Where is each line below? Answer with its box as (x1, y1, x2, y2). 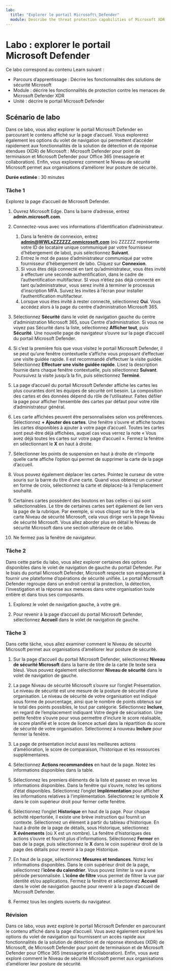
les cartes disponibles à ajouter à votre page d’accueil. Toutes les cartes (13, 425, 164, 431)
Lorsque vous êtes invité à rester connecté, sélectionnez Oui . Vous (20, 299, 161, 305)
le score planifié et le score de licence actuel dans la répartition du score (13, 720, 165, 726)
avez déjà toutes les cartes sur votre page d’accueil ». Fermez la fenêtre (13, 435, 164, 441)
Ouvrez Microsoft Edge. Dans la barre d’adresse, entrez (13, 208, 130, 215)
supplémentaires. (13, 752, 50, 758)
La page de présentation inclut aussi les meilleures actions (13, 741, 136, 747)
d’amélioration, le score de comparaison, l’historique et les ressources (13, 746, 160, 752)
